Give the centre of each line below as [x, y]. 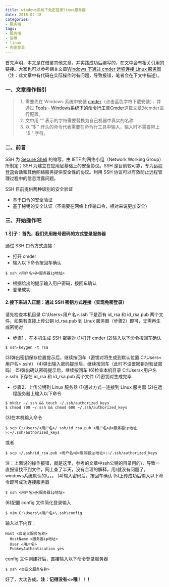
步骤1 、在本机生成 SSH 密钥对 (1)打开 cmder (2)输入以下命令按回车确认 [87, 338]
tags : [11, 29]
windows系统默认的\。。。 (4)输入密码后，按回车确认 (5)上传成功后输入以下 [82, 475]
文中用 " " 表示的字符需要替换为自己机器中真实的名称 [79, 120]
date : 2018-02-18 [23, 15]
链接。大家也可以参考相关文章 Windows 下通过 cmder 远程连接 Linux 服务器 [83, 69]
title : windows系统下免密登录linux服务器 [45, 10]
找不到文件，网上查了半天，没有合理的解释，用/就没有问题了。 [83, 469]
